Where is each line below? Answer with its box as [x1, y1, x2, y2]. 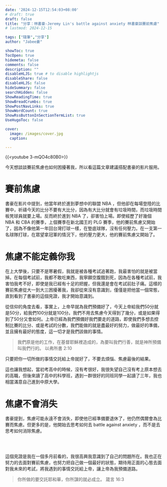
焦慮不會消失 [5, 398, 58, 409]
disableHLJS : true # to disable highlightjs [5, 72, 99, 77]
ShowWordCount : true [5, 108, 48, 113]
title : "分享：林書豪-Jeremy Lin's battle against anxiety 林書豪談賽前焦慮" [5, 21, 160, 26]
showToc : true [5, 48, 35, 53]
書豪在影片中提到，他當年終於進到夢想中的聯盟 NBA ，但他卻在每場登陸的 [5, 201, 157, 207]
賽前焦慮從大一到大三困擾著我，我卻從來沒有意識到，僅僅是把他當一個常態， [5, 287, 162, 293]
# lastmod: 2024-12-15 [5, 26, 52, 31]
